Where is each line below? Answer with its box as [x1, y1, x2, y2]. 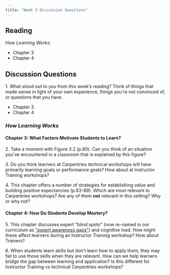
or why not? [5, 198, 31, 204]
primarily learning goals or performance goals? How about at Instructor [5, 167, 155, 173]
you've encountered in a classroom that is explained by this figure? [5, 151, 147, 158]
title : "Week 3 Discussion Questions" [5, 7, 88, 13]
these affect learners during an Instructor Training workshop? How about [5, 232, 159, 238]
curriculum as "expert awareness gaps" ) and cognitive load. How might [5, 227, 156, 233]
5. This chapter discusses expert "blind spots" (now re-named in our [5, 221, 150, 227]
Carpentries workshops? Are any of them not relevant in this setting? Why [5, 193, 161, 199]
